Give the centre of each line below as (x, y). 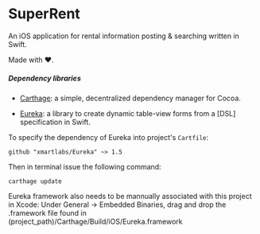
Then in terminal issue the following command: (85, 166)
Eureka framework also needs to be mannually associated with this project (130, 196)
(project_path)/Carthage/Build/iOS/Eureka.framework (95, 221)
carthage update (35, 181)
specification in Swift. (55, 122)
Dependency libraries (45, 78)
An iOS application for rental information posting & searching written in (124, 36)
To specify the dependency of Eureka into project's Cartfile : (109, 137)
